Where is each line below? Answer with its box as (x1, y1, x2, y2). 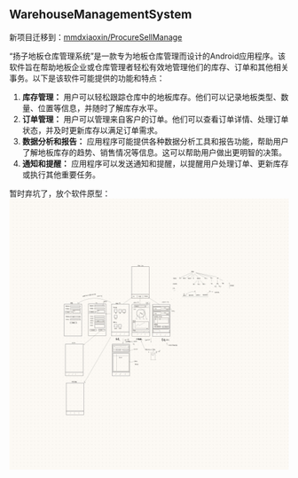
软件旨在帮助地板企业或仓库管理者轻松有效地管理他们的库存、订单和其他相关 (9, 61, 289, 72)
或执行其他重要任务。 (21, 168, 100, 180)
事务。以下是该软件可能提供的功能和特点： (9, 73, 165, 83)
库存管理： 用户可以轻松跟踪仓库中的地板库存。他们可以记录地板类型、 (21, 91, 281, 102)
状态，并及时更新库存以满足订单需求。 (21, 124, 162, 136)
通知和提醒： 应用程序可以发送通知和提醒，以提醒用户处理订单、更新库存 (21, 158, 289, 168)
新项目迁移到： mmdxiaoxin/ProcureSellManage (9, 31, 183, 43)
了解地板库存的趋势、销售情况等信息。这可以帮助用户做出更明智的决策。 (21, 146, 286, 158)
